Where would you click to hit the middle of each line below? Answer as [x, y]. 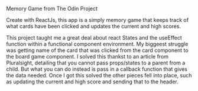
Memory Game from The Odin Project [52, 9]
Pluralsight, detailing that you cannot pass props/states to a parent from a [96, 63]
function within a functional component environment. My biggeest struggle [97, 44]
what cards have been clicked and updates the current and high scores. [94, 26]
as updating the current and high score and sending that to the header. [92, 82]
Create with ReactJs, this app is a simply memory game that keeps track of [98, 20]
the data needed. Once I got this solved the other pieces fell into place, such [99, 75]
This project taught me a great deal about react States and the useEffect [94, 38]
